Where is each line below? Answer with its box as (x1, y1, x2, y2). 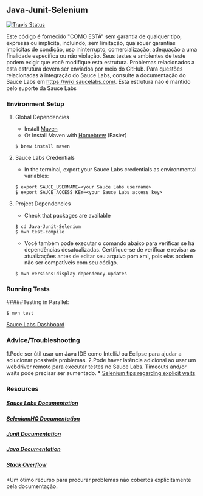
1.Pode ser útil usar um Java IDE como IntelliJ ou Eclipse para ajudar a (6, 350, 182, 357)
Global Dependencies (15, 114, 70, 121)
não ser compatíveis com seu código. (24, 259, 119, 266)
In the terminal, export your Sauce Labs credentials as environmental (24, 166, 197, 173)
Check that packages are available (24, 212, 111, 219)
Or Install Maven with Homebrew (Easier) (24, 132, 127, 139)
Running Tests (6, 285, 50, 294)
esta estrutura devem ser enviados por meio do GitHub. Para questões (6, 65, 183, 72)
